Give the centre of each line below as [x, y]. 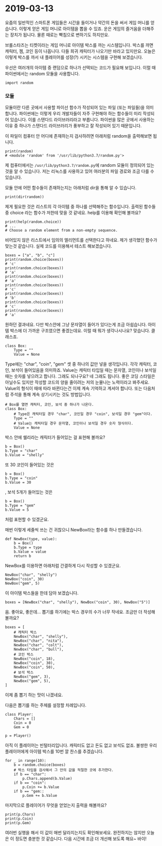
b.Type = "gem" [20, 506]
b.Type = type [28, 548]
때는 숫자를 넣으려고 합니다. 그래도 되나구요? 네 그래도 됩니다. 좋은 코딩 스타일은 [80, 376]
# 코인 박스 [24, 655]
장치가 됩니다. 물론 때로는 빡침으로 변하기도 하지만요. [60, 35]
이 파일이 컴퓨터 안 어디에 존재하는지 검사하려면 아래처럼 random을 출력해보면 [79, 136]
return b [22, 556]
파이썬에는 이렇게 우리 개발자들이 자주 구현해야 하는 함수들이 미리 [80, 114]
